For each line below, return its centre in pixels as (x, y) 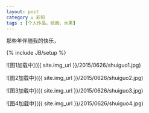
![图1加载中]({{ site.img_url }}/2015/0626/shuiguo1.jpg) (74, 65)
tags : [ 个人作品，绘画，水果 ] (41, 23)
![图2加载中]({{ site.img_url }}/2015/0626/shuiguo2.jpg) (75, 78)
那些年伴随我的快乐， (33, 41)
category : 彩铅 (26, 17)
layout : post (23, 12)
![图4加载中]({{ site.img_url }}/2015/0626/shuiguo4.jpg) (75, 103)
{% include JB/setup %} (36, 53)
